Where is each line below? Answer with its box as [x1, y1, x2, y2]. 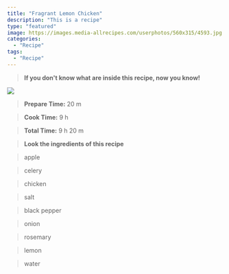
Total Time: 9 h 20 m [23, 126, 84, 135]
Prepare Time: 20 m [23, 100, 82, 108]
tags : [7, 49, 23, 56]
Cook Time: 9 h [23, 113, 69, 121]
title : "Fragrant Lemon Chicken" [7, 10, 103, 17]
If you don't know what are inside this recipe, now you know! [23, 73, 201, 82]
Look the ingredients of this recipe [23, 139, 124, 148]
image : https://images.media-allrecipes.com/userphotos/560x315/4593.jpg [7, 29, 223, 36]
